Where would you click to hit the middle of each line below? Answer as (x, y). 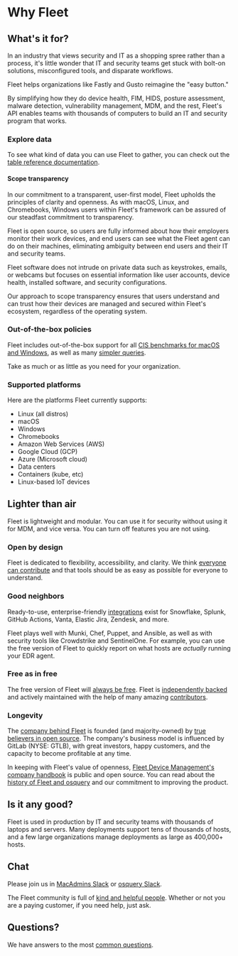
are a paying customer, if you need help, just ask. (79, 905)
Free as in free (33, 674)
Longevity (25, 715)
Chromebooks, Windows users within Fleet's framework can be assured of (117, 210)
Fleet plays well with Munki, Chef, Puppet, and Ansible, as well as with (110, 633)
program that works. (37, 121)
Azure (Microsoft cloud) (52, 460)
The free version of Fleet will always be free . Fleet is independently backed (117, 689)
